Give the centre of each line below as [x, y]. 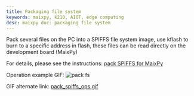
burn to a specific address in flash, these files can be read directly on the [96, 46]
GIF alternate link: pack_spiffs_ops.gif [52, 87]
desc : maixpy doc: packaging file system [58, 23]
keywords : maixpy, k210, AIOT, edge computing [65, 17]
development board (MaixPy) [42, 52]
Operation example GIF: [35, 75]
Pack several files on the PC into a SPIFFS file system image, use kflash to [97, 40]
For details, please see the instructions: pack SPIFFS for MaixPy [85, 63]
